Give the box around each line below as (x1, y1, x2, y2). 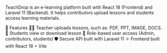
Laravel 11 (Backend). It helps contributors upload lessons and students (5, 10, 154, 16)
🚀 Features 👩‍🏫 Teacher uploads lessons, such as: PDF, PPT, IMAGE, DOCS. (5, 25, 162, 31)
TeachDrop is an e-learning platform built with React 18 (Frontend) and (5, 5, 153, 10)
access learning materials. (5, 15, 60, 21)
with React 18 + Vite (5, 43, 47, 49)
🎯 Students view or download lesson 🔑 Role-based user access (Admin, (5, 30, 155, 36)
